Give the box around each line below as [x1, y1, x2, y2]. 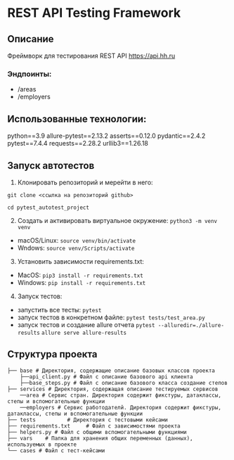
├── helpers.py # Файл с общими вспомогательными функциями [7, 428, 188, 435]
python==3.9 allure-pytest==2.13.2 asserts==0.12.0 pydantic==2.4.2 [7, 132, 206, 140]
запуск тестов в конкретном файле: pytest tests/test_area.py [17, 313, 205, 321]
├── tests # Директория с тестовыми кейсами [7, 416, 169, 423]
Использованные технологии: [7, 113, 147, 124]
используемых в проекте [7, 441, 77, 448]
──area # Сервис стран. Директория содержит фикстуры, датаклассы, [20, 392, 221, 399]
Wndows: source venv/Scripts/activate [17, 243, 135, 252]
